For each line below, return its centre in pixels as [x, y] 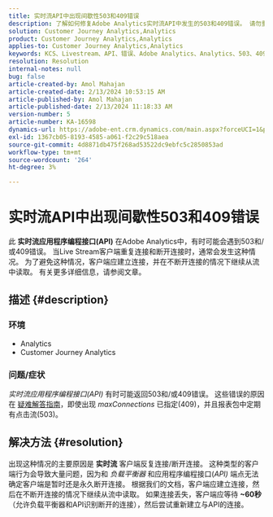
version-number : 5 [39, 115]
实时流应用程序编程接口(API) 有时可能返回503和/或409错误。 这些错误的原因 [136, 394]
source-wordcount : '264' [50, 160]
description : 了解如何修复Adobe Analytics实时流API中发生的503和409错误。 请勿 [135, 24]
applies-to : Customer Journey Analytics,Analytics [96, 46]
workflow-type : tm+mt [45, 152]
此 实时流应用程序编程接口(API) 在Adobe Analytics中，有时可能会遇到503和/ [136, 242]
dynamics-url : [32, 129]
